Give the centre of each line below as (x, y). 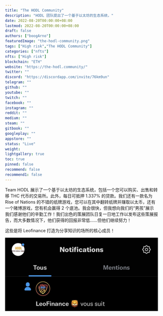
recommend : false (23, 169)
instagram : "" (19, 108)
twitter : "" (17, 72)
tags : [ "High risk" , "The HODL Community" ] (49, 46)
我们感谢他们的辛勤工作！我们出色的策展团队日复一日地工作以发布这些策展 (79, 214)
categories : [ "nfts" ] (27, 51)
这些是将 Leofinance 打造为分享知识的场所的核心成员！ (60, 230)
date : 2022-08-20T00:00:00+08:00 (39, 20)
